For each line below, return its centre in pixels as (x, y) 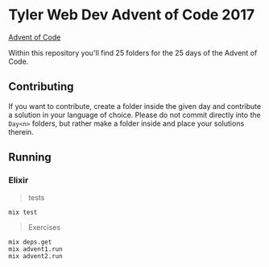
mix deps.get (30, 242)
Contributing (41, 87)
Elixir (19, 181)
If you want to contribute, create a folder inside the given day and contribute (135, 106)
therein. (21, 131)
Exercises (44, 227)
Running (30, 158)
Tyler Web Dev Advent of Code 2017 (132, 15)
